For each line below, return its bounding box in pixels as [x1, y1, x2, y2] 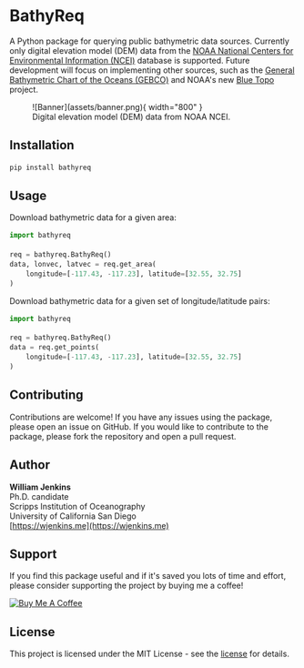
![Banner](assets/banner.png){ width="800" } [32, 101, 203, 112]
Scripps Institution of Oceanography [9, 501, 146, 511]
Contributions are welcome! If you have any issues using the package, [9, 411, 273, 422]
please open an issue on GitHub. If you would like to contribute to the [9, 420, 269, 432]
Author [9, 457, 50, 473]
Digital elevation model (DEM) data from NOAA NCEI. [32, 111, 230, 122]
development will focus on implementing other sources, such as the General [9, 65, 295, 76]
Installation [9, 137, 75, 153]
